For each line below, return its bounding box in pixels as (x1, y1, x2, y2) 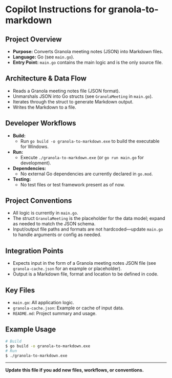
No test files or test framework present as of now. (20, 181, 125, 187)
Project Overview (5, 35, 62, 44)
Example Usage (5, 325, 56, 334)
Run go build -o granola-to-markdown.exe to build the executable (20, 138, 160, 144)
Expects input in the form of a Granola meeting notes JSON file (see (12, 260, 156, 266)
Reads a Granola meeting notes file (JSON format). (12, 88, 120, 94)
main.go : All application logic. (12, 300, 74, 306)
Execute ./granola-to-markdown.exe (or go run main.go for (20, 154, 144, 160)
